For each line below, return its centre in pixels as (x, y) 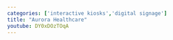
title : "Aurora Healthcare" (47, 20)
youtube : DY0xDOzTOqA (38, 26)
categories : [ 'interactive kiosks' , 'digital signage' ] (87, 13)
